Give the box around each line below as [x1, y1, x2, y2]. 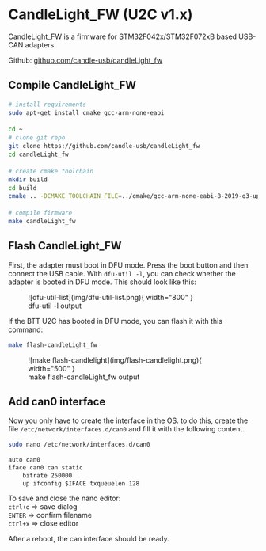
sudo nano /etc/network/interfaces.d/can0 [8, 441, 150, 449]
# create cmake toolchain [8, 167, 93, 175]
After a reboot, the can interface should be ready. [8, 534, 169, 544]
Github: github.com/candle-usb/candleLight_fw [8, 55, 163, 65]
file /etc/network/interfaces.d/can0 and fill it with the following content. [8, 424, 245, 434]
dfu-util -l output [28, 301, 82, 310]
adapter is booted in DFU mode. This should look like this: [8, 277, 196, 287]
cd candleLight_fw [8, 150, 69, 158]
